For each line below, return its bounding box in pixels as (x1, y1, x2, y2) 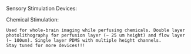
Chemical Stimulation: (6, 16, 59, 23)
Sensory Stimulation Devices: (6, 5, 78, 12)
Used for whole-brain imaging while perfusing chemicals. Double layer (6, 27, 185, 33)
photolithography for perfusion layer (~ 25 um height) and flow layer (6, 33, 185, 38)
